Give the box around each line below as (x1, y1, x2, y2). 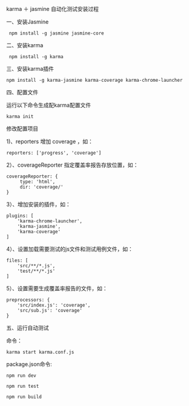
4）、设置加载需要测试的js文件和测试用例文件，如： (6, 245, 133, 253)
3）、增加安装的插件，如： (6, 201, 71, 208)
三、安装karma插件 (6, 65, 55, 72)
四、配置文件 (6, 88, 38, 96)
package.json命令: (6, 361, 53, 368)
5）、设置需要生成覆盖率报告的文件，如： (6, 285, 108, 292)
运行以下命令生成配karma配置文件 (6, 102, 91, 108)
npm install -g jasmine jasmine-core (8, 30, 104, 36)
